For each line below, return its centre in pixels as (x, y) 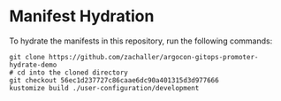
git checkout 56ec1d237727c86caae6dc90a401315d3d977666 (114, 80)
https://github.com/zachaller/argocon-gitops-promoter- (153, 57)
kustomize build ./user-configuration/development (104, 88)
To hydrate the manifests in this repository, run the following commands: (141, 41)
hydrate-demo (33, 65)
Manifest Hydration (82, 16)
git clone (27, 57)
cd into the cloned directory (72, 73)
